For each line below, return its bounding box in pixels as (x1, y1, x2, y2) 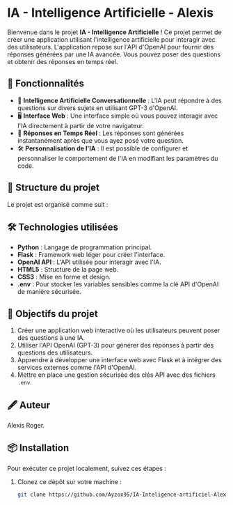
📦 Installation (7, 442, 70, 454)
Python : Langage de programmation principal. (17, 243, 152, 251)
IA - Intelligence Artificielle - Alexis (7, 5, 214, 21)
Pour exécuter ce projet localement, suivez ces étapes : (7, 464, 167, 472)
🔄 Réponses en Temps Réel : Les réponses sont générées (17, 129, 184, 137)
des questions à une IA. (17, 334, 86, 342)
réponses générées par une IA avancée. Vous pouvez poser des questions (7, 50, 221, 59)
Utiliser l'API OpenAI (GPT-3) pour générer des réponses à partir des (17, 341, 214, 350)
